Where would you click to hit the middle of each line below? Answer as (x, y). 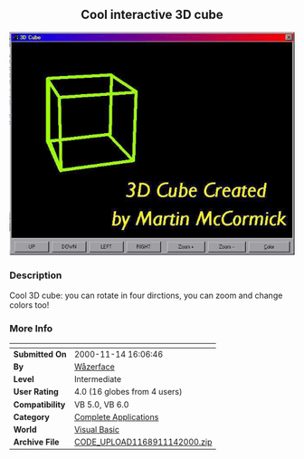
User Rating (36, 392)
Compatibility (39, 404)
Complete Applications (116, 416)
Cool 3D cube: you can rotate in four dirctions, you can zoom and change (146, 295)
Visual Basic (97, 430)
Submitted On (40, 354)
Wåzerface (94, 367)
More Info (31, 328)
